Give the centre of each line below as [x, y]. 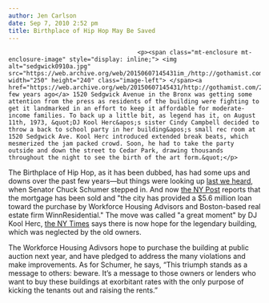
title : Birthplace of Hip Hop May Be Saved [82, 30]
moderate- [229, 109]
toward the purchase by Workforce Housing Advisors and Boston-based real [134, 207]
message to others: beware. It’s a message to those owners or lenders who [132, 273]
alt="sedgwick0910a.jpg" [50, 67]
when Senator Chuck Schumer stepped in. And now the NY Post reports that [134, 190]
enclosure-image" [37, 60]
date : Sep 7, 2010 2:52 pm [53, 23]
